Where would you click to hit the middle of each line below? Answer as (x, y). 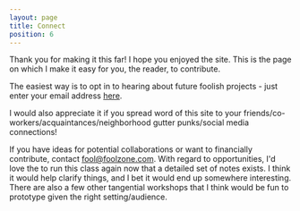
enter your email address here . (66, 96)
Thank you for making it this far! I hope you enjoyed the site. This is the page (150, 60)
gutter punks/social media (201, 122)
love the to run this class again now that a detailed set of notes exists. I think (150, 169)
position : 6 (31, 34)
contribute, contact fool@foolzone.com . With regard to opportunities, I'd (142, 159)
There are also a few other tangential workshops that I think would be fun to (149, 188)
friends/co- (264, 114)
